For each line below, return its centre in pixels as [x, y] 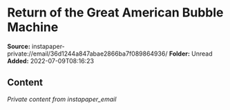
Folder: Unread [191, 54]
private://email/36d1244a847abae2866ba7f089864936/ [87, 54]
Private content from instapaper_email [62, 99]
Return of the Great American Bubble [115, 13]
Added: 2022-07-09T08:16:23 [51, 60]
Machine [33, 27]
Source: [19, 46]
